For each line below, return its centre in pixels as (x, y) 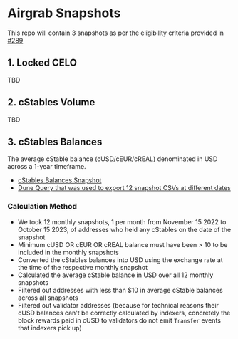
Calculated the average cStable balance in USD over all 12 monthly (115, 275)
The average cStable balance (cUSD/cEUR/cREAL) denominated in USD (113, 159)
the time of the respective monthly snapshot (83, 267)
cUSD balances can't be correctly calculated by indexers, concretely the (124, 313)
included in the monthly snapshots (68, 252)
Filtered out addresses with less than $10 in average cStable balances (120, 290)
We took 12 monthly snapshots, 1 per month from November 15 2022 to (122, 221)
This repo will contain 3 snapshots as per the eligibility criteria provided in (116, 33)
